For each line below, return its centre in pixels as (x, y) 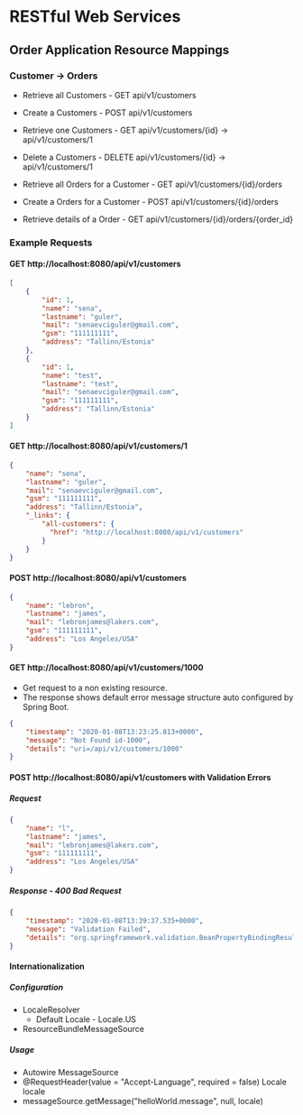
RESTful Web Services (95, 17)
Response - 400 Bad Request (65, 890)
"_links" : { (48, 516)
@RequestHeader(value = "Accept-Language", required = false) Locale (154, 1082)
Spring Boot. (46, 706)
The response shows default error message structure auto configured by (158, 697)
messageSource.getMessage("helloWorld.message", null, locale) (143, 1101)
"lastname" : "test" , (80, 384)
